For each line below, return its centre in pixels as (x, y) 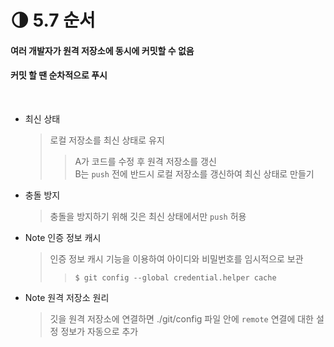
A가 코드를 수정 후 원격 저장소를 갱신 (145, 161)
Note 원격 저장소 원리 (67, 297)
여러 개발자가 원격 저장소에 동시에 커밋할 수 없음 (102, 50)
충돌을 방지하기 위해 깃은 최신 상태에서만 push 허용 (148, 216)
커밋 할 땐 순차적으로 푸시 (59, 75)
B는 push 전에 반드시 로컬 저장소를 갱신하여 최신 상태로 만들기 (194, 173)
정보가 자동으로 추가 (99, 331)
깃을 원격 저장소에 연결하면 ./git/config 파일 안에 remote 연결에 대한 (181, 318)
